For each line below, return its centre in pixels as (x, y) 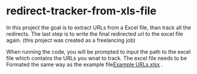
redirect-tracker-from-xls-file (81, 11)
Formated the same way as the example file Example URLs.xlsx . (84, 64)
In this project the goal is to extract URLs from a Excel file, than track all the (98, 27)
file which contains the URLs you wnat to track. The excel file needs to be (96, 58)
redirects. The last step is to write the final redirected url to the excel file (95, 33)
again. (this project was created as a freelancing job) (71, 40)
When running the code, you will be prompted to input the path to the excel (98, 51)
